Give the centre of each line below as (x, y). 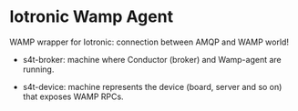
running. (38, 69)
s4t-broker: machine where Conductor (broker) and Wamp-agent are (152, 59)
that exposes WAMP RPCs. (73, 96)
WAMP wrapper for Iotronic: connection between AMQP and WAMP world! (149, 42)
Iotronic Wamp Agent (92, 17)
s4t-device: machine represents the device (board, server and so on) (152, 86)
